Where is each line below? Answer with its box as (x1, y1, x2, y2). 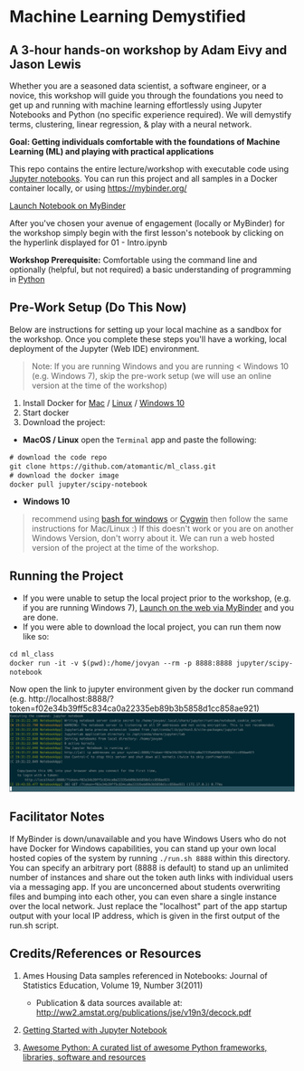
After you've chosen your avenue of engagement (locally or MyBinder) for (9, 218, 285, 228)
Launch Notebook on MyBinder (9, 201, 127, 211)
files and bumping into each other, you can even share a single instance (9, 891, 278, 902)
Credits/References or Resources (9, 946, 202, 962)
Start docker (22, 407, 70, 418)
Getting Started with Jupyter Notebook (22, 1024, 167, 1035)
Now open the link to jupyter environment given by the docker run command (9, 683, 294, 694)
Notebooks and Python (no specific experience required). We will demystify (9, 109, 292, 119)
